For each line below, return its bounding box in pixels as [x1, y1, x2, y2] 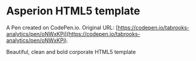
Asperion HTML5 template [6, 4, 140, 18]
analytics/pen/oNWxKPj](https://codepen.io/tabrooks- [6, 30, 141, 37]
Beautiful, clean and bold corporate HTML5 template [6, 48, 136, 55]
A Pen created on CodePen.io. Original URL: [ [6, 24, 118, 31]
